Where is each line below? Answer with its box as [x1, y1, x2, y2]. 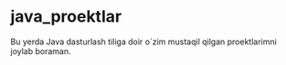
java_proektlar [10, 6, 122, 27]
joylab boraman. [10, 45, 71, 56]
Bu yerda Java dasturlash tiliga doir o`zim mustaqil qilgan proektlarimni [10, 36, 277, 47]
